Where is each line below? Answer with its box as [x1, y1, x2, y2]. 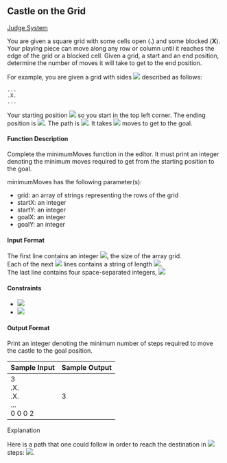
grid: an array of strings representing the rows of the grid [16, 191, 179, 199]
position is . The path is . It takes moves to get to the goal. [7, 119, 193, 127]
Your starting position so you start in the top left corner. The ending [7, 111, 206, 119]
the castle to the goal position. [7, 346, 93, 355]
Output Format [7, 324, 50, 332]
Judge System [7, 23, 48, 32]
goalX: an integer [16, 213, 67, 221]
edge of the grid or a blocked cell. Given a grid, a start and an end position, [7, 51, 219, 60]
